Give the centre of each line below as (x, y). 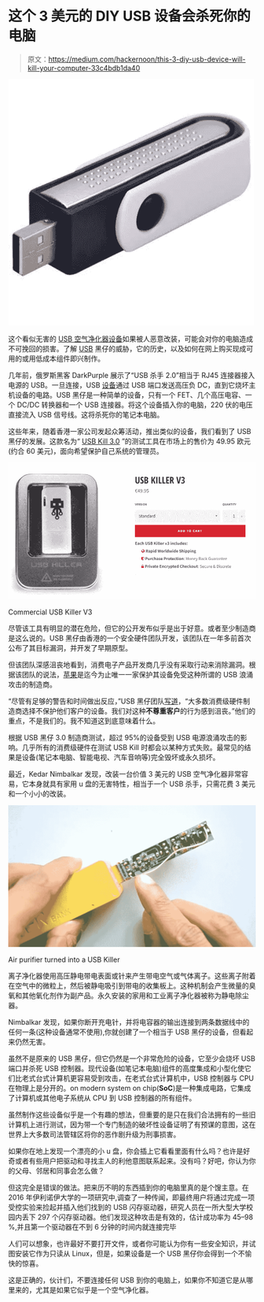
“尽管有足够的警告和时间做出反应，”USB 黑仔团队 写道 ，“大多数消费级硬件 (126, 701)
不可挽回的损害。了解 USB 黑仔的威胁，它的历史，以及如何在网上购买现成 (127, 348)
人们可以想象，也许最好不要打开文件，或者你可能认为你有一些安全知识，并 (128, 1243)
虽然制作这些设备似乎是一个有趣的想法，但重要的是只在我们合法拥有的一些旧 (132, 1115)
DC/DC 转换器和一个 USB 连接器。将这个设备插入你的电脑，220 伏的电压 (135, 404)
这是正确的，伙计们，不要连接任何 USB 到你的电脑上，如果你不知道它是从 (127, 1280)
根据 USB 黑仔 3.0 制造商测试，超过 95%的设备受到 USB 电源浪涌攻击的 (125, 737)
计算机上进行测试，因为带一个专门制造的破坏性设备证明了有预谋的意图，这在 (132, 1124)
